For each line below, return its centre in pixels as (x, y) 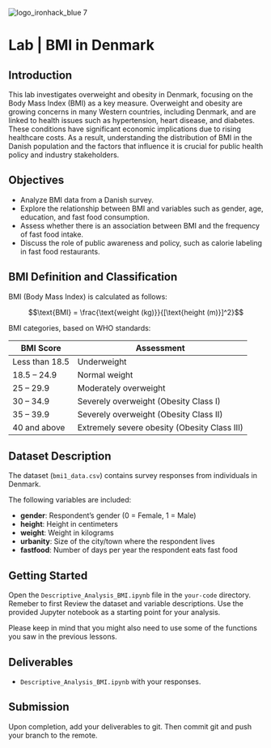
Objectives (36, 180)
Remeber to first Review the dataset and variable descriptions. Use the (126, 604)
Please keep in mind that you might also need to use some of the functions (133, 628)
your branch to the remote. (53, 735)
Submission (39, 707)
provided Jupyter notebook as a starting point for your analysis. (114, 613)
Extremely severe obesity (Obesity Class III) (161, 427)
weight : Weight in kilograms (67, 533)
